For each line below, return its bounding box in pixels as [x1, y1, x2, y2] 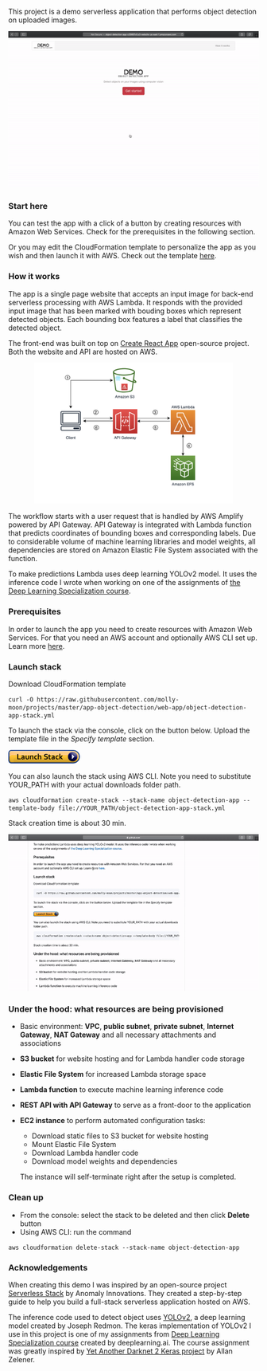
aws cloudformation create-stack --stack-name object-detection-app [8, 796, 240, 804]
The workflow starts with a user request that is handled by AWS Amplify [8, 512, 244, 521]
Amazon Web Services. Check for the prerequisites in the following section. [8, 227, 256, 237]
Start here [8, 200, 48, 211]
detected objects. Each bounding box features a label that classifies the [8, 314, 242, 324]
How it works [8, 271, 60, 282]
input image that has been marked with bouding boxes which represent [8, 306, 242, 316]
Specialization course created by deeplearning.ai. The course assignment [8, 1338, 250, 1347]
